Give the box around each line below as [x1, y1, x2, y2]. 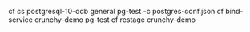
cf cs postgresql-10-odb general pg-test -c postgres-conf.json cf [8, 7, 224, 16]
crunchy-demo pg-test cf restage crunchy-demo [34, 15, 196, 24]
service [8, 15, 34, 24]
